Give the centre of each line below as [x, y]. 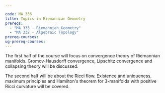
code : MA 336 [19, 14]
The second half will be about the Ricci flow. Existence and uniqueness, [79, 76]
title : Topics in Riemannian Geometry [45, 19]
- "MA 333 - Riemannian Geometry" [45, 28]
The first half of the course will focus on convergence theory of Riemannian [83, 55]
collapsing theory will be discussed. [42, 66]
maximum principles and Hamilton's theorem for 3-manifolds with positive [81, 81]
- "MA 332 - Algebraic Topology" [44, 33]
